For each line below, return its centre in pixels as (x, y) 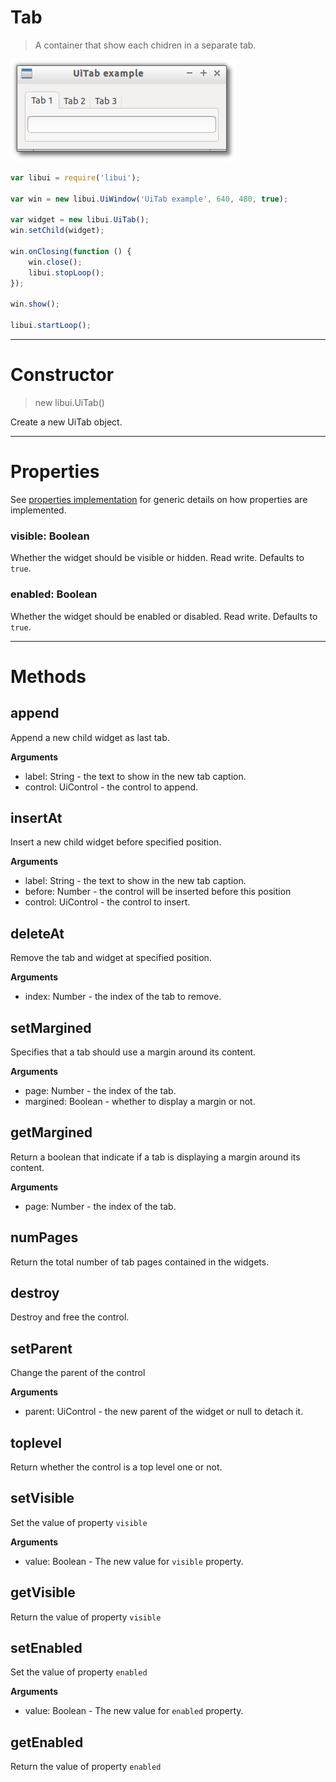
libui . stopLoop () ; (66, 272)
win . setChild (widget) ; (57, 231)
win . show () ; (35, 304)
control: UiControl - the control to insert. (107, 902)
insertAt (36, 817)
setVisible (42, 1498)
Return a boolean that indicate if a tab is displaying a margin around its (155, 1157)
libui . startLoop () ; (51, 326)
